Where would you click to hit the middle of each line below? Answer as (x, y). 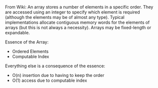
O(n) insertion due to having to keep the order (58, 75)
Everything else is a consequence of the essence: (55, 66)
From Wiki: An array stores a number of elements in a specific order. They (79, 7)
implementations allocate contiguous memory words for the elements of (78, 22)
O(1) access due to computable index (49, 80)
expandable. (18, 33)
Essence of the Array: (27, 42)
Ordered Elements (30, 51)
